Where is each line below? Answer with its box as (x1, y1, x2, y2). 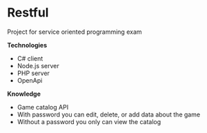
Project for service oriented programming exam (7, 28, 143, 36)
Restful (7, 5, 49, 21)
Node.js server (17, 61, 60, 70)
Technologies (7, 41, 48, 49)
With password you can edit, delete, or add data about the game (17, 110, 201, 119)
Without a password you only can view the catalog (17, 117, 161, 125)
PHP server (17, 69, 50, 77)
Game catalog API (17, 103, 69, 111)
